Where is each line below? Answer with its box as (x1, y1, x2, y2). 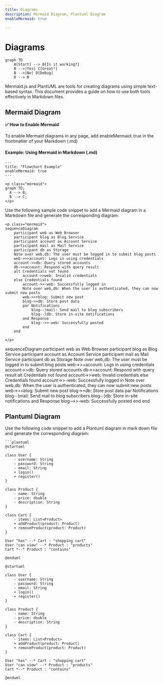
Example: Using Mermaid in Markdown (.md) (5, 149, 98, 155)
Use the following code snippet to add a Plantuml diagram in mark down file (5, 425, 158, 431)
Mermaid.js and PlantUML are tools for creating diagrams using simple (5, 84, 147, 90)
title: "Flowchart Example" (5, 164, 62, 169)
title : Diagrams (5, 7, 38, 12)
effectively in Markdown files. (5, 94, 64, 100)
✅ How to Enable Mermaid (5, 122, 60, 128)
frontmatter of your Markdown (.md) (5, 138, 78, 144)
